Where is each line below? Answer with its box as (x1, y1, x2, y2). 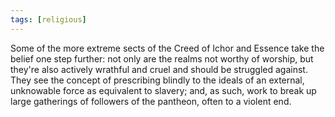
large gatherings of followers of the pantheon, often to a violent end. (10, 95, 292, 107)
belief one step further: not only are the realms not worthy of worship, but (10, 52, 314, 65)
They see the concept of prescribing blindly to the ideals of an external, (10, 74, 305, 86)
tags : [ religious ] (10, 14, 87, 25)
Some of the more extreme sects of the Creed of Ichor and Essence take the (10, 42, 325, 54)
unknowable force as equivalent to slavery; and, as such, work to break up (10, 84, 317, 96)
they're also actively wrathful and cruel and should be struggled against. (10, 63, 308, 75)
